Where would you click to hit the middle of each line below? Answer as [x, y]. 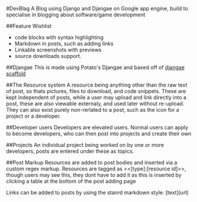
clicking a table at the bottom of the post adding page [71, 181]
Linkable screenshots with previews [58, 50]
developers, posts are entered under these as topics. [70, 151]
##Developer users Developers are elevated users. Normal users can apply [97, 127]
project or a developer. [34, 116]
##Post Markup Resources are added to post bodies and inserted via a [92, 162]
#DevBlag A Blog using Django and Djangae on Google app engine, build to [97, 8]
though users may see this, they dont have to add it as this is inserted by [94, 175]
